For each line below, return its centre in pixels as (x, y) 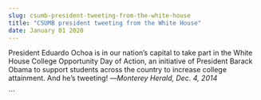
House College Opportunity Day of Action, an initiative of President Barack (130, 61)
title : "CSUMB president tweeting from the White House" (105, 23)
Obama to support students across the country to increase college (118, 70)
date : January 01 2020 (46, 30)
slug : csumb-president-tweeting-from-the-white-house (100, 15)
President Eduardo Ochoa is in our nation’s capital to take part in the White (130, 53)
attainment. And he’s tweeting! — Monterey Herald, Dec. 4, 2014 (113, 78)
